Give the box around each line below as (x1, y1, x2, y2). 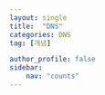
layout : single (9, 13, 68, 23)
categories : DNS (9, 30, 71, 39)
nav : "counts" (26, 71, 79, 81)
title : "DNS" (9, 22, 64, 31)
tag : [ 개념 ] (9, 38, 52, 48)
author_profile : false (9, 55, 96, 64)
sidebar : (9, 63, 43, 72)
